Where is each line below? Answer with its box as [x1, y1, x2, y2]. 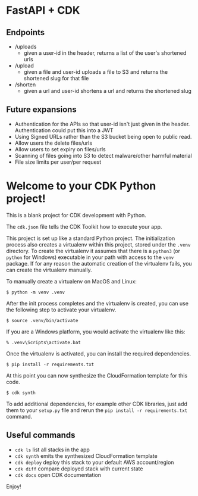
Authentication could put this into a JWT [14, 126, 114, 134]
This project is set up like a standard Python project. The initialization [6, 235, 175, 242]
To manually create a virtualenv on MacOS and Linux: [6, 277, 137, 285]
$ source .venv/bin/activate [6, 317, 78, 323]
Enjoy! [6, 483, 22, 490]
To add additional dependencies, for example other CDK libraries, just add [6, 400, 187, 407]
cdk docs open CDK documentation [14, 471, 102, 478]
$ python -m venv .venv [6, 289, 65, 295]
